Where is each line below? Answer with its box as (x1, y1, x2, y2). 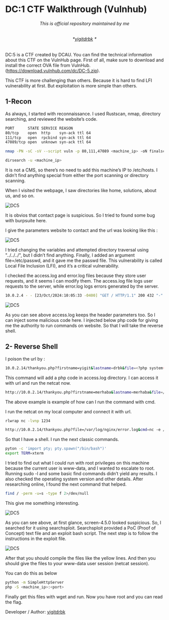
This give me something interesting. (5, 500, 79, 506)
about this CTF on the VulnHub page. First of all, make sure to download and (5, 57, 164, 63)
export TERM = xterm (5, 451, 44, 456)
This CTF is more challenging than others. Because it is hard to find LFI (5, 77, 152, 83)
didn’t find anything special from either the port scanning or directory (5, 172, 149, 179)
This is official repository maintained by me (39, 20, 130, 26)
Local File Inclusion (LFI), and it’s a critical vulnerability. (5, 263, 120, 269)
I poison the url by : (5, 356, 45, 362)
